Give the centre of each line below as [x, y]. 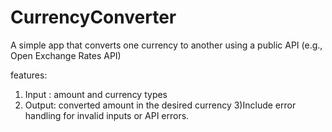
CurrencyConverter [93, 17]
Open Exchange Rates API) [66, 55]
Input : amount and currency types [96, 94]
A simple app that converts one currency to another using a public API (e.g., [166, 45]
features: [29, 75]
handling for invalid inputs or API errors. [107, 115]
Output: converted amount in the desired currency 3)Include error [160, 105]
